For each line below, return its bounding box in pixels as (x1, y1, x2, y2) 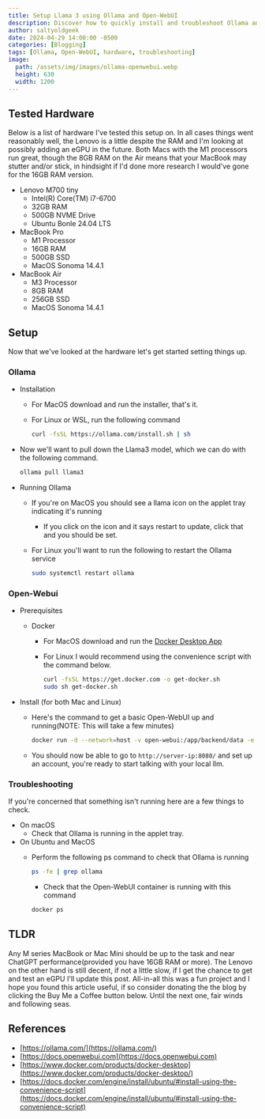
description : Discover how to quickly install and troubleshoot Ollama (8, 19, 248, 27)
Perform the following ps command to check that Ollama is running (31, 852, 249, 862)
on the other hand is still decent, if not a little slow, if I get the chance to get (8, 966, 252, 975)
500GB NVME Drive (31, 210, 96, 220)
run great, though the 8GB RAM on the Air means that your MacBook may (8, 153, 247, 163)
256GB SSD (31, 294, 70, 304)
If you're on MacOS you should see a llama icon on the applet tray (31, 498, 246, 508)
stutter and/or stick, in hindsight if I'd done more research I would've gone (8, 161, 250, 171)
